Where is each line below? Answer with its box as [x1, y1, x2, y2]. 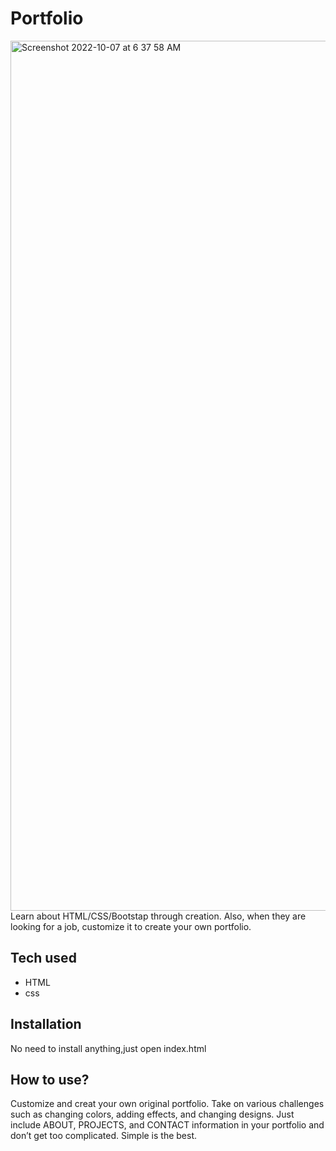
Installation [10, 1016, 82, 1033]
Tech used [10, 950, 77, 967]
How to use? [10, 1071, 90, 1088]
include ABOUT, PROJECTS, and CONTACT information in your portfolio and [10, 1119, 325, 1131]
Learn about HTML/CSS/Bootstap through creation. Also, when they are [10, 910, 307, 922]
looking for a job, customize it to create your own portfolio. [10, 920, 252, 932]
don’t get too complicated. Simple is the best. [10, 1130, 198, 1142]
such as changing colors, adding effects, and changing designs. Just [10, 1108, 295, 1121]
